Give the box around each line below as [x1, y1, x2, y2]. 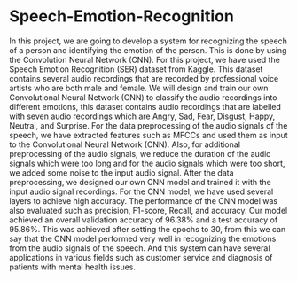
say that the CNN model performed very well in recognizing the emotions [9, 233, 277, 244]
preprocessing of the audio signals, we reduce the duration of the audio [9, 148, 271, 159]
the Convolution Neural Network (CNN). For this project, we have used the [9, 54, 281, 65]
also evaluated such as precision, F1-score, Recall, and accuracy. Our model [9, 205, 288, 215]
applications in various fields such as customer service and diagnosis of [9, 252, 273, 262]
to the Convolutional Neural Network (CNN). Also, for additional [9, 139, 241, 150]
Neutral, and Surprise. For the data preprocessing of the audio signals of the [9, 120, 288, 130]
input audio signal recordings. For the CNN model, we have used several [9, 186, 274, 197]
